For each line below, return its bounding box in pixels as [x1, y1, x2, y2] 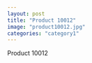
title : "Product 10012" [7, 17, 77, 24]
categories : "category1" [7, 29, 79, 37]
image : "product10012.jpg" [7, 23, 86, 30]
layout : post [7, 10, 45, 17]
